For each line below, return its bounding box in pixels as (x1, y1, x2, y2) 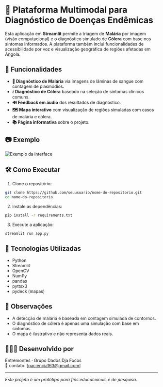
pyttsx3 (12, 283, 28, 289)
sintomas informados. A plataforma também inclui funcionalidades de (5, 41, 144, 47)
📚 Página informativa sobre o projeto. (12, 119, 90, 125)
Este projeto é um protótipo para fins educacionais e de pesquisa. (5, 377, 137, 383)
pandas (12, 278, 28, 284)
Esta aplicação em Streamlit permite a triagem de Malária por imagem (5, 31, 147, 36)
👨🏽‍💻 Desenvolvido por (5, 344, 74, 353)
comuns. (12, 94, 30, 100)
